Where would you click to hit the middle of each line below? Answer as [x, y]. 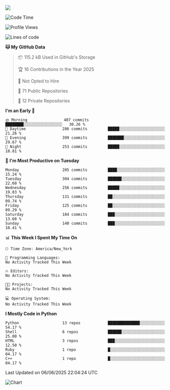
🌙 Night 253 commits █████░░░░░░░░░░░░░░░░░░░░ [85, 147]
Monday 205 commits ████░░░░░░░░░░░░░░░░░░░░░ [85, 170]
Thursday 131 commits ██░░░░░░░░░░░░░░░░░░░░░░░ [85, 197]
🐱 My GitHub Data [25, 47]
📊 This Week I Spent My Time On [41, 238]
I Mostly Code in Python [31, 314]
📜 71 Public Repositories [43, 91]
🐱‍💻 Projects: [19, 285]
